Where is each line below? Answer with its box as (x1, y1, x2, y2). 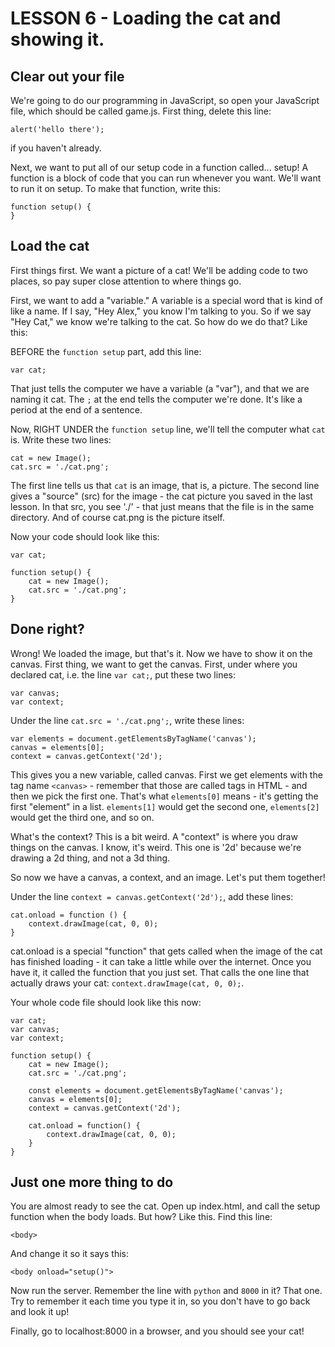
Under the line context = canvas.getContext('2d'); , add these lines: (10, 890, 294, 902)
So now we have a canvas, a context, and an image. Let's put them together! (10, 871, 326, 883)
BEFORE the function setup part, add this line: (10, 345, 202, 357)
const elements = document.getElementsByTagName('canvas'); (28, 1085, 284, 1096)
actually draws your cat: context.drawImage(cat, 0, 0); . (10, 977, 245, 989)
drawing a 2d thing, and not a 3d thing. (10, 852, 171, 864)
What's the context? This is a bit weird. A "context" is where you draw (10, 830, 298, 842)
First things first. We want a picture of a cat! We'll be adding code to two (10, 264, 308, 276)
